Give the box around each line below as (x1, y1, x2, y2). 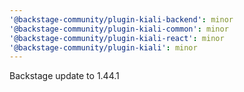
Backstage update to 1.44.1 (9, 70, 120, 82)
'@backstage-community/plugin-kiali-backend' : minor (9, 14, 234, 25)
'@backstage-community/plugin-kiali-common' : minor (9, 24, 229, 34)
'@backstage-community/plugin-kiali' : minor (9, 42, 198, 53)
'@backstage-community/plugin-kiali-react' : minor (9, 33, 225, 43)
